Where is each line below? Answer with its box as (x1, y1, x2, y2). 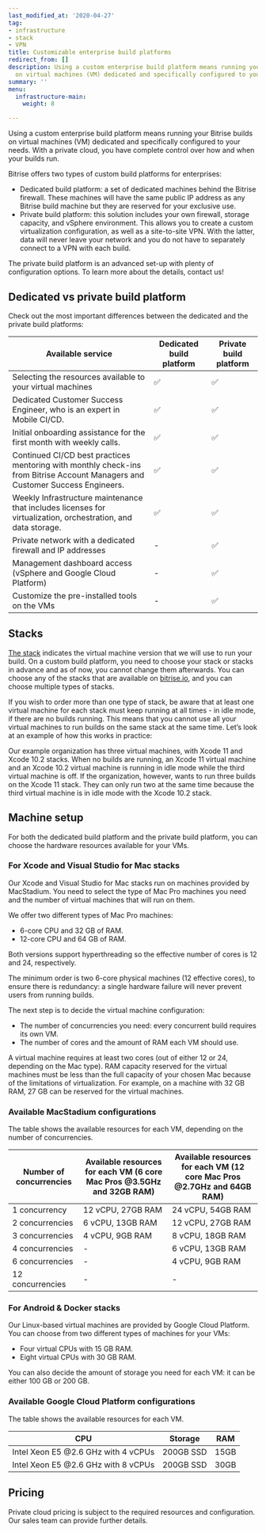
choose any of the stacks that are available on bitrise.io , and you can (8, 673, 233, 683)
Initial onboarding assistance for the (12, 427, 146, 438)
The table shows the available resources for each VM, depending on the (8, 1124, 244, 1134)
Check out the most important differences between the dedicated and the (8, 310, 249, 321)
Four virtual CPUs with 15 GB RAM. (19, 1344, 133, 1354)
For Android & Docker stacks (8, 1303, 121, 1314)
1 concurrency (12, 1204, 67, 1215)
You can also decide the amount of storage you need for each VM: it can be (8, 1368, 256, 1378)
